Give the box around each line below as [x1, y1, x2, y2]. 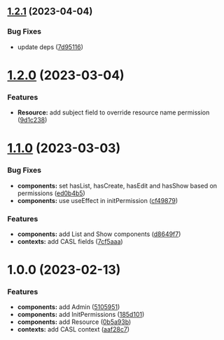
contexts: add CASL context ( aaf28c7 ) [17, 325, 130, 334]
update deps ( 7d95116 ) [17, 42, 84, 51]
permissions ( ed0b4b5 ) [17, 189, 85, 197]
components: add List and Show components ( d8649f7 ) [17, 230, 181, 238]
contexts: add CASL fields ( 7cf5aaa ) [17, 237, 124, 245]
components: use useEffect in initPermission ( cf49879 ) [17, 196, 178, 204]
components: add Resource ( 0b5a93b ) [17, 318, 132, 326]
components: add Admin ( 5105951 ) [17, 303, 120, 311]
